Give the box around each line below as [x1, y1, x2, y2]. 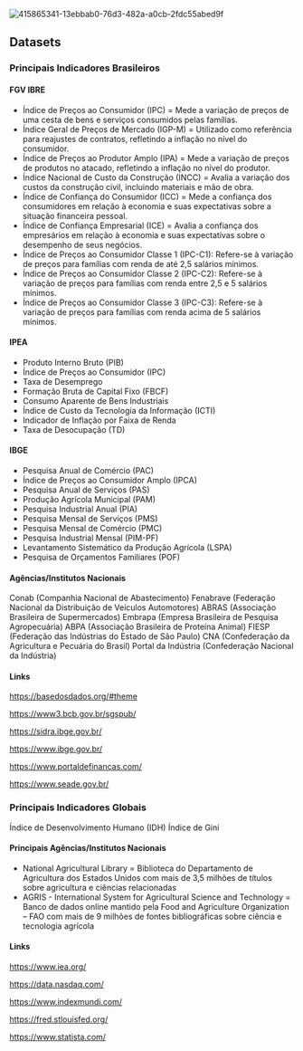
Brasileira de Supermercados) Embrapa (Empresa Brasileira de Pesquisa [9, 612, 279, 623]
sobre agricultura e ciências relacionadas [22, 882, 177, 893]
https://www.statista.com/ [9, 1032, 107, 1043]
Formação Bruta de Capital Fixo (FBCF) [22, 386, 169, 397]
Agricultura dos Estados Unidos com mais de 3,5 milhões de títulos [22, 872, 273, 883]
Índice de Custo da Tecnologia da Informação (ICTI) [22, 405, 216, 416]
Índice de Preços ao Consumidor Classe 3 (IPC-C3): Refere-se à [22, 297, 263, 308]
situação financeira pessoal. [22, 210, 128, 221]
